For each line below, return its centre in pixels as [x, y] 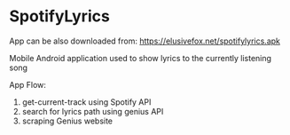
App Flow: [28, 84]
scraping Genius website [67, 121]
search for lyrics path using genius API [93, 111]
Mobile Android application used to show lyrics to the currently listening [141, 58]
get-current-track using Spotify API [86, 102]
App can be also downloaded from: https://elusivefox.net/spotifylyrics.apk [145, 41]
